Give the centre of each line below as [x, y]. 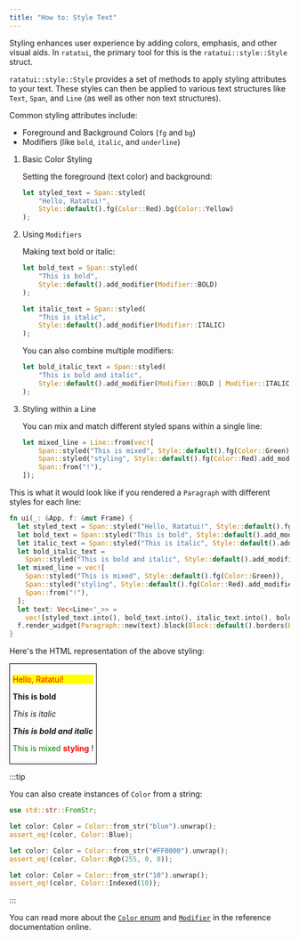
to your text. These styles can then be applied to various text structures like [148, 88]
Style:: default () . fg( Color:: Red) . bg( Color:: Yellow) [136, 209]
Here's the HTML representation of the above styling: [107, 652]
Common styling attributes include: [73, 115]
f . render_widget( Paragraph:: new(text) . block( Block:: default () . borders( [153, 626]
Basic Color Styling [57, 159]
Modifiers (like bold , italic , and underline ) [101, 142]
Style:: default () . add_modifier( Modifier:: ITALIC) [132, 326]
